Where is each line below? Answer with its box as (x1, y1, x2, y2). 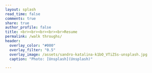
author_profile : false (5, 25, 51, 30)
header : (5, 39, 21, 44)
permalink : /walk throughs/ (5, 34, 63, 39)
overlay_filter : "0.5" (9, 47, 56, 52)
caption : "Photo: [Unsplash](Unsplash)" (9, 57, 93, 61)
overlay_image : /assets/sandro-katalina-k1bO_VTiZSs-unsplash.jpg (9, 52, 148, 57)
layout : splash (5, 7, 36, 12)
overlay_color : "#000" (9, 43, 56, 48)
